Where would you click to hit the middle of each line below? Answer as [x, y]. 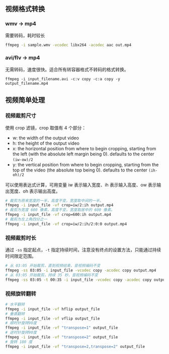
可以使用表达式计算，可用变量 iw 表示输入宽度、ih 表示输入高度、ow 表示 [81, 185]
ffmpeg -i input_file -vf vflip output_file [53, 318]
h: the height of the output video [46, 143]
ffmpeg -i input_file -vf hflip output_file [53, 309]
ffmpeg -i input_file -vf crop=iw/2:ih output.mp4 [59, 205]
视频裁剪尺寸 [21, 116]
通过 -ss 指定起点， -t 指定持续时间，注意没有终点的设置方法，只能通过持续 [83, 250]
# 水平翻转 [15, 304]
